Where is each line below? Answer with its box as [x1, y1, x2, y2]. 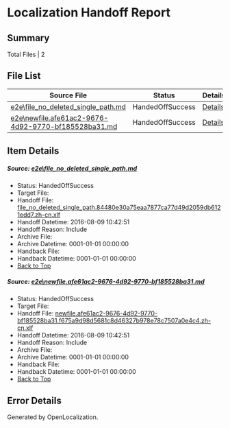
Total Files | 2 [7, 50, 45, 58]
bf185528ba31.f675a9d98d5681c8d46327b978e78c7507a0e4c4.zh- [16, 317, 211, 325]
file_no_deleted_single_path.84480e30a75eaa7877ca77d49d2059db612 [16, 204, 221, 212]
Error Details [7, 394, 62, 406]
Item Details [7, 145, 60, 157]
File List [7, 70, 41, 82]
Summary [7, 32, 50, 44]
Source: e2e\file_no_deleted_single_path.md [7, 164, 138, 172]
